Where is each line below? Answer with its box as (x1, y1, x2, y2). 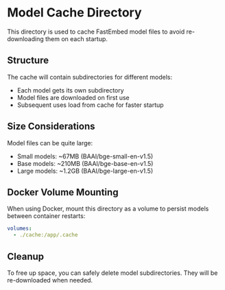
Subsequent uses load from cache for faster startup (16, 101, 164, 109)
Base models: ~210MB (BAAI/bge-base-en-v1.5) (16, 159, 154, 167)
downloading (7, 34, 45, 43)
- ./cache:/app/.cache (13, 232, 78, 239)
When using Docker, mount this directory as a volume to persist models (7, 204, 209, 213)
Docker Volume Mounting (7, 186, 119, 198)
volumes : (7, 225, 32, 232)
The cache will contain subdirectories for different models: (7, 73, 173, 81)
